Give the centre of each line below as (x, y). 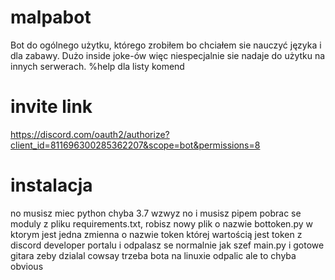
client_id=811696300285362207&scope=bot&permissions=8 (135, 145)
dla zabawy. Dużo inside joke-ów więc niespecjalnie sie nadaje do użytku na (168, 55)
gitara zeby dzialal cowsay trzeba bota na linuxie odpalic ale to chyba (153, 255)
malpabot (51, 17)
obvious (27, 266)
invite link (51, 107)
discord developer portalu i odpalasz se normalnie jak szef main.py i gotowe (167, 245)
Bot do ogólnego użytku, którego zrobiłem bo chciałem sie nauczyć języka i (166, 45)
